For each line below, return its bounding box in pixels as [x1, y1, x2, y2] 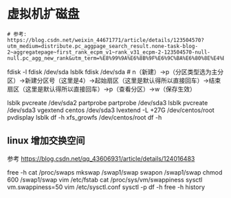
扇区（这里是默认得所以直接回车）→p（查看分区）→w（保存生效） [7, 85, 196, 93]
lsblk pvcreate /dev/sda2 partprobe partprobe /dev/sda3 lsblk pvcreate [7, 98, 208, 107]
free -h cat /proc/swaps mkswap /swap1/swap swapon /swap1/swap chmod [7, 168, 223, 176]
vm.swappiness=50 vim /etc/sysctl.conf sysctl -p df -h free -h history [7, 183, 205, 191]
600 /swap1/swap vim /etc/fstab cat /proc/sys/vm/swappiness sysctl [7, 175, 203, 184]
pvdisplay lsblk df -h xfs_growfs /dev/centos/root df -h [7, 113, 162, 121]
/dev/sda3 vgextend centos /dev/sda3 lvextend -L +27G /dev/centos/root [7, 106, 214, 114]
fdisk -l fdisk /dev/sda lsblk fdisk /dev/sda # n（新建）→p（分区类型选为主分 [7, 67, 224, 76]
